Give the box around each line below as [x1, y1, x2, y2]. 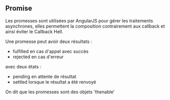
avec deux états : [5, 63, 42, 69]
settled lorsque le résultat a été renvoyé [12, 79, 96, 85]
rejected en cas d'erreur [12, 54, 64, 60]
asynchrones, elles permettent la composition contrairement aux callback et [5, 23, 165, 29]
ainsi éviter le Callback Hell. [5, 28, 64, 35]
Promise [5, 4, 32, 13]
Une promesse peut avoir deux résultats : [5, 38, 92, 44]
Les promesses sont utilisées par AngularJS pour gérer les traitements [5, 17, 153, 23]
